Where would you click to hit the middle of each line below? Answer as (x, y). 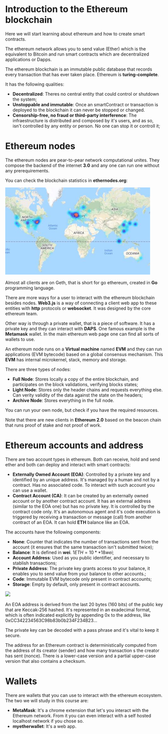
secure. (13, 635)
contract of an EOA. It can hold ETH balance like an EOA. (71, 522)
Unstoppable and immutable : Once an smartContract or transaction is (85, 104)
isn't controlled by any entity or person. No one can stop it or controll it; (86, 126)
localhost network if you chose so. (48, 721)
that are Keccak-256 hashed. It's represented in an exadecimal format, (78, 610)
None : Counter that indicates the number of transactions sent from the (86, 541)
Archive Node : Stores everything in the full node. (63, 400)
